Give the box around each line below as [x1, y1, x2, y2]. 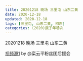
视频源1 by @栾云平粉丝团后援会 [5, 51, 71, 57]
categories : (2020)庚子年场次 [5, 26, 64, 31]
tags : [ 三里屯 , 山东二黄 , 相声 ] [5, 21, 65, 26]
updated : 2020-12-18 [5, 16, 48, 21]
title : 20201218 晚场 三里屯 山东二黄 [5, 7, 78, 12]
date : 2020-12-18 [5, 12, 41, 17]
